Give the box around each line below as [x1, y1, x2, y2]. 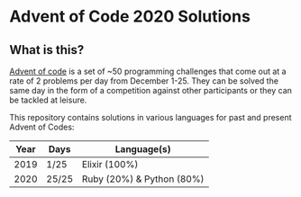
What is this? [9, 42, 85, 58]
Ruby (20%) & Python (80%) [81, 173, 205, 185]
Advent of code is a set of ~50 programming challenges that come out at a [9, 66, 287, 76]
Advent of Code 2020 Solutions [9, 6, 251, 27]
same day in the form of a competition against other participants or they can [9, 85, 293, 95]
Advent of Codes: [9, 121, 75, 132]
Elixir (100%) [81, 158, 139, 170]
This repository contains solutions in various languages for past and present [9, 112, 292, 122]
